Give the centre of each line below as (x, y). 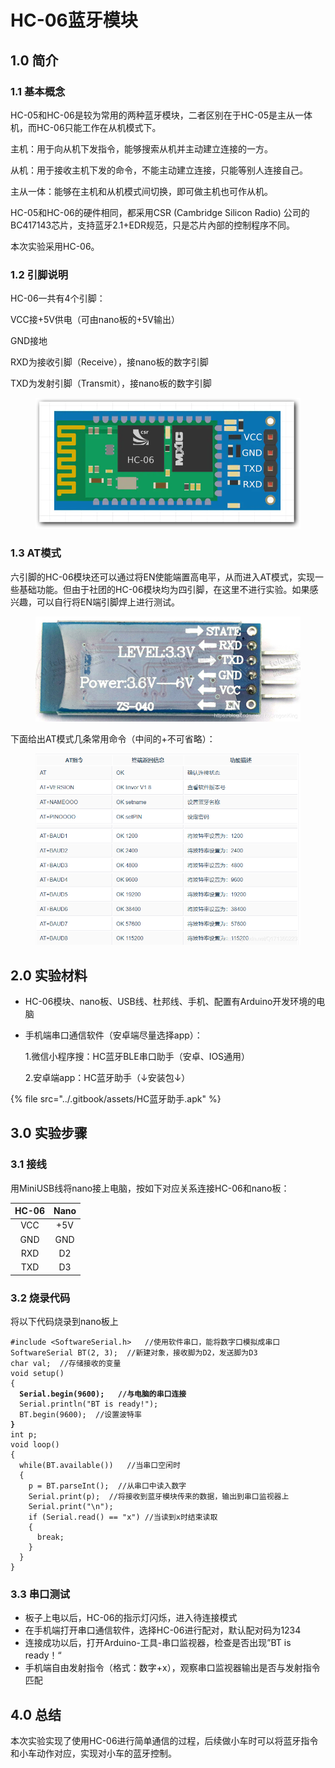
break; (50, 1537)
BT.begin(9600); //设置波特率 (80, 1414)
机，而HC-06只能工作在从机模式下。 (86, 127)
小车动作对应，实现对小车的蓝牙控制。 (97, 1753)
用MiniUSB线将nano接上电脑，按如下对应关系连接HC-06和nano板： (150, 1188)
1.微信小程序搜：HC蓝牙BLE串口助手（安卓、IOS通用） (137, 1056)
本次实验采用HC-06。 (55, 246)
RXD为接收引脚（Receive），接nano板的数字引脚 (109, 362)
